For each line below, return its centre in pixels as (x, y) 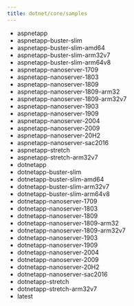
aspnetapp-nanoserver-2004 (58, 120)
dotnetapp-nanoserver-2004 (58, 252)
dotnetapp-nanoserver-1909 (57, 245)
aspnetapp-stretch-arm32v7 (57, 157)
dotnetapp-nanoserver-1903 (57, 237)
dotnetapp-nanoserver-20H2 (58, 267)
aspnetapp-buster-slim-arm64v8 (64, 62)
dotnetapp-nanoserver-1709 (57, 201)
